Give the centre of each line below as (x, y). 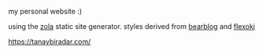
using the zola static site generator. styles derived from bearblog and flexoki (132, 26)
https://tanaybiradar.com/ (50, 41)
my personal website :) (45, 11)
